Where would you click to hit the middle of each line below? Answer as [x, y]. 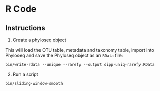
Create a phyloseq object [39, 40]
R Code [21, 9]
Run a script [25, 74]
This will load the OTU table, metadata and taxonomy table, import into [80, 50]
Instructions [25, 28]
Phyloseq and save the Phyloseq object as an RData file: [64, 55]
